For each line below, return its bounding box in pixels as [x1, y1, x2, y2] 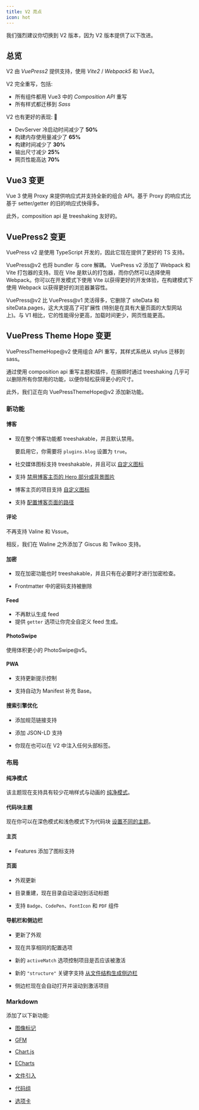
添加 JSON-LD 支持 [14, 729, 63, 736]
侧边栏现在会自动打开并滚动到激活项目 [14, 982, 109, 990]
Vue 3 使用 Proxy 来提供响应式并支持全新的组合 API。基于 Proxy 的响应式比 [6, 192, 191, 199]
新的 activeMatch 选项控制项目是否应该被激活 [14, 957, 126, 964]
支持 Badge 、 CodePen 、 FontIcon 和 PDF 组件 [14, 902, 119, 909]
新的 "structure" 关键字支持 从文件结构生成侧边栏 [14, 969, 138, 976]
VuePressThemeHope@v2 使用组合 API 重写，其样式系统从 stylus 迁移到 [6, 348, 185, 355]
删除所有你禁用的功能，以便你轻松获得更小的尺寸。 [11, 375, 137, 383]
